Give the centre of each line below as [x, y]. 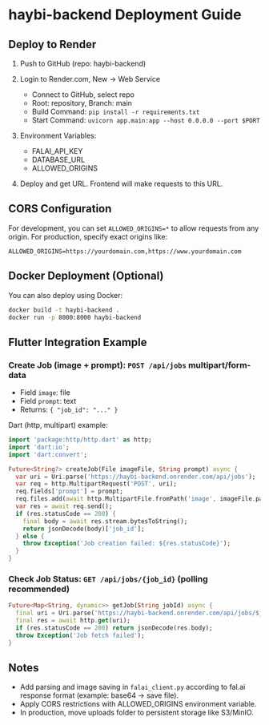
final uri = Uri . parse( [55, 613]
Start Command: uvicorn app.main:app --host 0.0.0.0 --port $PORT [146, 120]
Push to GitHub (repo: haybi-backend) [83, 63]
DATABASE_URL [58, 159]
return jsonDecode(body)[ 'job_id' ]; [84, 529]
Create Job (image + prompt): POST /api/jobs [97, 365]
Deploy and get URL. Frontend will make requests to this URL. [121, 183]
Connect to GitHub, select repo [83, 95]
